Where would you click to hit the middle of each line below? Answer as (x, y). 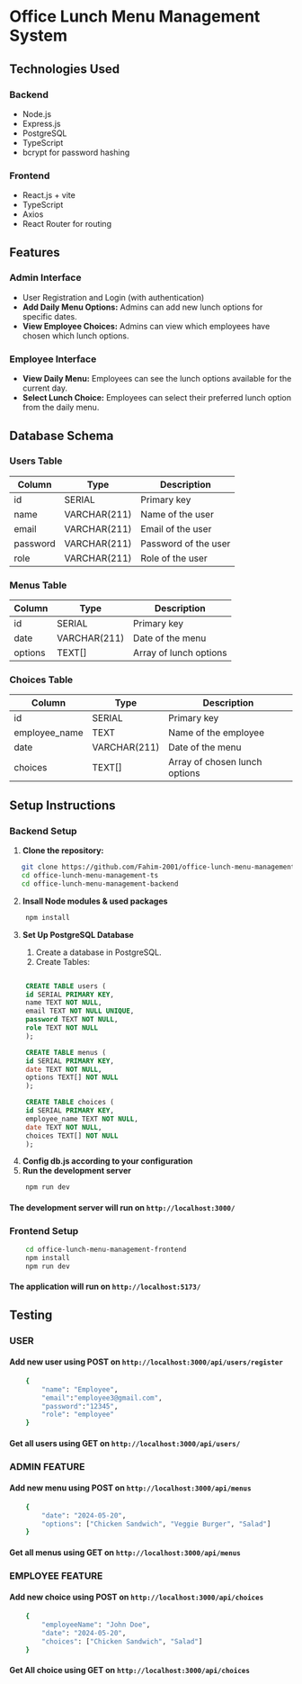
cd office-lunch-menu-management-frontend (106, 1250)
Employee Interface (53, 359)
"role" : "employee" (78, 1415)
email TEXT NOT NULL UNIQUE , (80, 1011)
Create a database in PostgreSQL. (98, 952)
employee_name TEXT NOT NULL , (82, 1119)
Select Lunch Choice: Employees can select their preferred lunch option (157, 398)
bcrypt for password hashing (76, 152)
